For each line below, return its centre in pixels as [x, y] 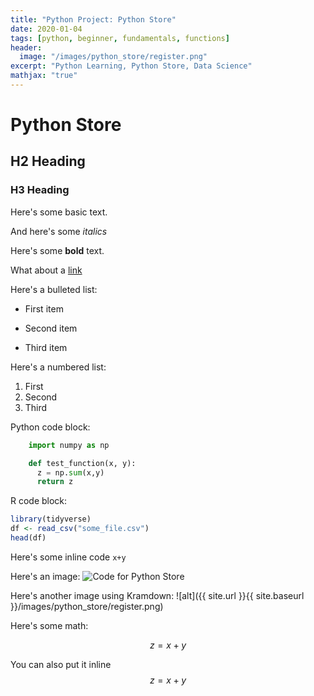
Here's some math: [49, 625]
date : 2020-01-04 [46, 29]
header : [26, 47]
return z [55, 482]
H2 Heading [48, 161]
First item [44, 308]
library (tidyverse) [51, 519]
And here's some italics [59, 231]
